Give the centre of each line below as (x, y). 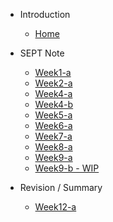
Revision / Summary (61, 187)
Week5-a (53, 115)
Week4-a (53, 93)
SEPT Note (42, 53)
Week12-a (55, 207)
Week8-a (53, 147)
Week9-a (53, 157)
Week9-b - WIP (67, 168)
